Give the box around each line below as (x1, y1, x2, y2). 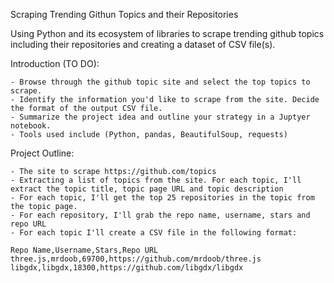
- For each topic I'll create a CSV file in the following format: (10, 228, 298, 238)
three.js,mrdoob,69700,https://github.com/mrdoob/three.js (10, 254, 262, 264)
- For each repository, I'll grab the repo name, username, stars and (10, 210, 311, 220)
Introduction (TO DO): (10, 58, 100, 69)
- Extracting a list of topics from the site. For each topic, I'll (10, 175, 302, 185)
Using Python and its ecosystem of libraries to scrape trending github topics (10, 28, 325, 39)
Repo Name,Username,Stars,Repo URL (10, 245, 159, 255)
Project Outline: (10, 147, 75, 159)
